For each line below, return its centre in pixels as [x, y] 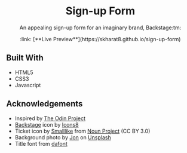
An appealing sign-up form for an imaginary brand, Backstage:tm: [100, 27]
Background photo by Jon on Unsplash [63, 137]
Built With [25, 58]
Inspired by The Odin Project [50, 118]
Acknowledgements [45, 104]
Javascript [28, 85]
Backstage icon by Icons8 [47, 124]
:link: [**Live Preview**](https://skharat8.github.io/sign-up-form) [100, 39]
